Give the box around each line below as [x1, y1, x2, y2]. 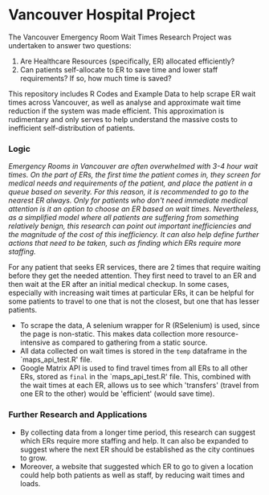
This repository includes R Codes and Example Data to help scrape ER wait [8, 88, 256, 98]
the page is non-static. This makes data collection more [19, 329, 205, 339]
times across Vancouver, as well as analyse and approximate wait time [8, 97, 241, 107]
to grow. [19, 452, 47, 463]
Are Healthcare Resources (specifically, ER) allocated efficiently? [19, 56, 235, 66]
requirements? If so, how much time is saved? [19, 73, 172, 83]
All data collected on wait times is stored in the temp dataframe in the [19, 346, 247, 356]
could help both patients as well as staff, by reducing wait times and [19, 470, 245, 480]
